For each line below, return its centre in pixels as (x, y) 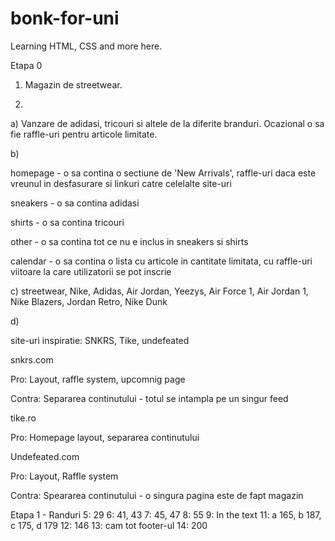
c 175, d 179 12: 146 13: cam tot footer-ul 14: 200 (109, 525)
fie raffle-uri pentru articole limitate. (84, 134)
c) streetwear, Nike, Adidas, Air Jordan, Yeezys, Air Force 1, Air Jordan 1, (159, 291)
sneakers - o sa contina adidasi (75, 203)
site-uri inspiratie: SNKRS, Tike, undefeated (100, 340)
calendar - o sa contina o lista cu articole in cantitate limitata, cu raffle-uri (161, 261)
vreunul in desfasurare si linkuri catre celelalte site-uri (121, 183)
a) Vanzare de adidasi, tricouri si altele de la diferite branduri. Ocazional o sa (167, 123)
